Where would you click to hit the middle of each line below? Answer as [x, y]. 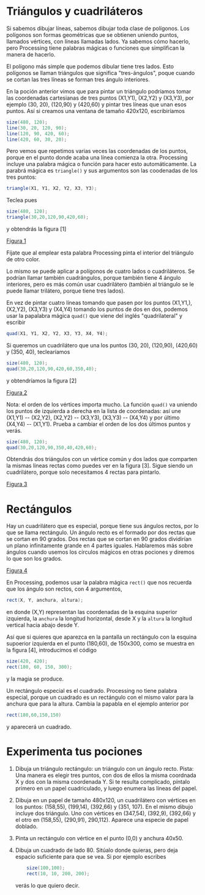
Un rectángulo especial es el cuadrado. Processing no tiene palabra [92, 691]
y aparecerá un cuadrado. [39, 727]
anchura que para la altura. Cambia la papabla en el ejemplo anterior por [98, 704]
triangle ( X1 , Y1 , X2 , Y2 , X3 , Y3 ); [52, 189]
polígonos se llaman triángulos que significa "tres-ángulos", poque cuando [101, 73]
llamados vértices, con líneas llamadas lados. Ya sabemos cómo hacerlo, [98, 41]
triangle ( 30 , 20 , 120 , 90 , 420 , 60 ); [47, 217]
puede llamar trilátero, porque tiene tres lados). [66, 291]
